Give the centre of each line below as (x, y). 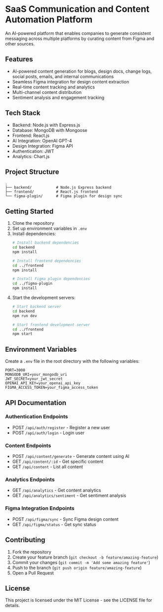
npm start (22, 334)
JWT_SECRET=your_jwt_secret (34, 379)
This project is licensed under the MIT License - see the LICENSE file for (79, 600)
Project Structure (32, 172)
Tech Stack (23, 113)
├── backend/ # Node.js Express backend (58, 188)
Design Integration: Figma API (42, 146)
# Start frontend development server (51, 325)
